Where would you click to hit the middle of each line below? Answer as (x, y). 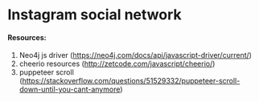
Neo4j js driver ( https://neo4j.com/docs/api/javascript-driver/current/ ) (136, 55)
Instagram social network (95, 15)
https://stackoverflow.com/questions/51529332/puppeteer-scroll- (131, 81)
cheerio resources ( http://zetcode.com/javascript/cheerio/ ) (117, 64)
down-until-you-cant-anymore (70, 89)
